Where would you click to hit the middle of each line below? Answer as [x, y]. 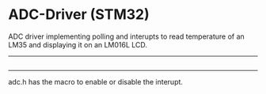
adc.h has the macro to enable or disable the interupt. [96, 81]
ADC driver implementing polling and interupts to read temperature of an [127, 36]
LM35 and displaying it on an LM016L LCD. [78, 44]
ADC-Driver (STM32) [79, 15]
